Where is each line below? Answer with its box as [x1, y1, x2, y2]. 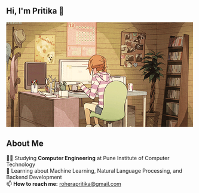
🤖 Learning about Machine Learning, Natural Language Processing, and [6, 167, 182, 174]
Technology [6, 161, 36, 168]
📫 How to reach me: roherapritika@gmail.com [6, 180, 121, 187]
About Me [6, 139, 44, 149]
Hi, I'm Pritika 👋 [6, 6, 65, 16]
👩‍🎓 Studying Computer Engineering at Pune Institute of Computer [6, 154, 170, 161]
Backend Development [6, 173, 62, 180]
